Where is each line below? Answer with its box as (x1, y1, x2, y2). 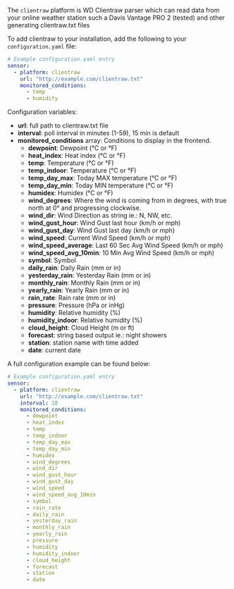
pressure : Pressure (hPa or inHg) (27, 301, 125, 309)
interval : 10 (20, 399, 58, 407)
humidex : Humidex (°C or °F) (27, 189, 113, 197)
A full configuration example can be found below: (7, 359, 151, 368)
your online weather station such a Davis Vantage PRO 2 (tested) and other (7, 13, 226, 22)
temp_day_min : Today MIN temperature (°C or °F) (27, 181, 174, 190)
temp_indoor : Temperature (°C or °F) (27, 166, 137, 175)
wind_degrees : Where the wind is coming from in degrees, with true (27, 197, 227, 205)
